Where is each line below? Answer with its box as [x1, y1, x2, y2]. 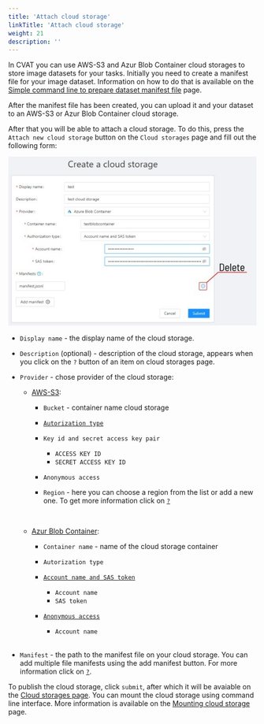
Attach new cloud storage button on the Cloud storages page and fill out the [8, 132, 257, 142]
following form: [8, 141, 58, 150]
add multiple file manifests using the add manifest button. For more [19, 658, 238, 667]
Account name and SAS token [43, 574, 136, 581]
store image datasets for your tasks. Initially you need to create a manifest [8, 69, 248, 78]
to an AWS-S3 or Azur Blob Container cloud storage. [8, 109, 179, 118]
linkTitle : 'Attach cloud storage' [8, 20, 125, 29]
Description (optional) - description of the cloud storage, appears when [19, 348, 254, 358]
